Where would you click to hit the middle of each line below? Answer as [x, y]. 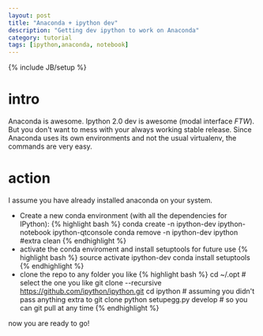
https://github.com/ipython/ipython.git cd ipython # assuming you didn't [137, 291]
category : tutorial [40, 38]
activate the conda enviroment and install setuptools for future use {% [134, 249]
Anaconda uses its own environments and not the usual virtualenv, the [122, 138]
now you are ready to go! [49, 323]
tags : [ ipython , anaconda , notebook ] [68, 45]
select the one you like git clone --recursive [90, 283]
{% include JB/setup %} [47, 67]
